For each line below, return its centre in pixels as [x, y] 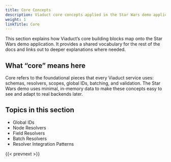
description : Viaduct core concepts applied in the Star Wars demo [78, 15]
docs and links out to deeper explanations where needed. [66, 49]
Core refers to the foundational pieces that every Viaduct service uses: [79, 78]
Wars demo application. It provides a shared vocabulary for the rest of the [83, 44]
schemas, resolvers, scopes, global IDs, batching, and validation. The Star [83, 83]
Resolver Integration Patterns [43, 144]
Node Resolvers [30, 127]
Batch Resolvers [30, 139]
